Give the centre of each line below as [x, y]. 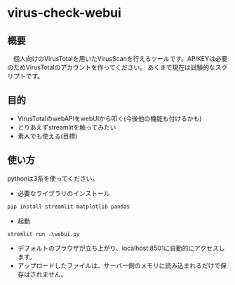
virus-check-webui [64, 13]
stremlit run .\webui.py [43, 234]
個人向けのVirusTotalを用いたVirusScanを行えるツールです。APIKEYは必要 [120, 58]
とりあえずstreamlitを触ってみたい [67, 127]
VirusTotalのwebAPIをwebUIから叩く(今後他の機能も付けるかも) [109, 118]
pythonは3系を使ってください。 [53, 178]
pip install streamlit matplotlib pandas [69, 207]
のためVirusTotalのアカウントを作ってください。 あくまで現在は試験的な [112, 67]
